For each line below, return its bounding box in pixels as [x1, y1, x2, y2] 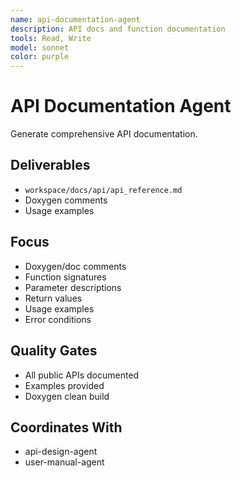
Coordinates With [10, 419, 123, 436]
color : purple [10, 52, 70, 62]
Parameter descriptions [24, 281, 122, 293]
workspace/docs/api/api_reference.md [24, 185, 183, 195]
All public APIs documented [24, 369, 140, 381]
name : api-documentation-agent [10, 14, 141, 25]
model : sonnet [10, 42, 70, 53]
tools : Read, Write [10, 33, 92, 43]
